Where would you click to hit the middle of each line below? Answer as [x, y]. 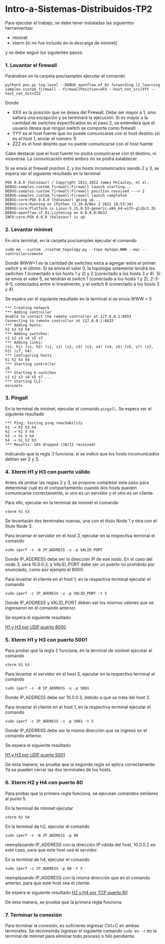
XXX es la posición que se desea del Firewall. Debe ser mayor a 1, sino [84, 113]
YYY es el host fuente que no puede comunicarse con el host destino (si [86, 133]
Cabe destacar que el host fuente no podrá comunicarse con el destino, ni [81, 154]
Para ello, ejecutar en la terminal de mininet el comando [62, 503]
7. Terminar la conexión [34, 915]
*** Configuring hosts [28, 355]
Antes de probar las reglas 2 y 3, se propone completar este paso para [77, 483]
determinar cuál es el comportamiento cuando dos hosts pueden [71, 488]
